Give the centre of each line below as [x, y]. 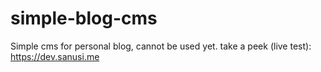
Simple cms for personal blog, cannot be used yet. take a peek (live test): [161, 46]
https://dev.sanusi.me [55, 56]
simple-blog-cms [84, 18]
